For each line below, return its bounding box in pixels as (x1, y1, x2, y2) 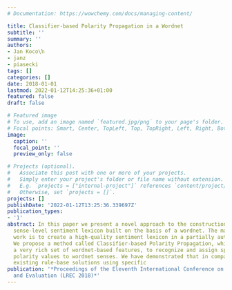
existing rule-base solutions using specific (13, 260, 147, 267)
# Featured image (7, 112, 57, 119)
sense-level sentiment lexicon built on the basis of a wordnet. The (13, 227, 217, 234)
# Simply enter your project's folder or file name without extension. (7, 176, 224, 183)
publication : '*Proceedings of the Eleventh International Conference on (7, 266, 224, 273)
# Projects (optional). (7, 163, 76, 170)
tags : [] (7, 67, 32, 75)
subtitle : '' (7, 29, 45, 36)
